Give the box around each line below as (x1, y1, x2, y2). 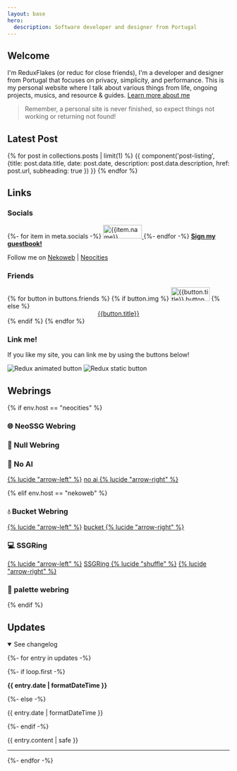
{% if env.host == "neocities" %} (7, 404, 103, 412)
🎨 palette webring (7, 584, 69, 594)
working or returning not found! (24, 112, 116, 121)
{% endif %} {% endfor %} (7, 316, 85, 325)
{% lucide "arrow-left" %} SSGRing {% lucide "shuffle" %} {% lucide (7, 560, 207, 568)
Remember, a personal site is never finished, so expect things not (24, 105, 215, 113)
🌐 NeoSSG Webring (7, 422, 76, 431)
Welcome (7, 50, 50, 62)
